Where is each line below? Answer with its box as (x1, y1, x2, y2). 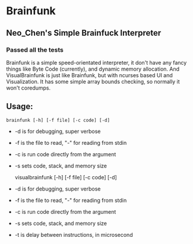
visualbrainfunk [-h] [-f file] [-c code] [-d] (14, 173, 117, 180)
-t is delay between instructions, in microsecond (14, 231, 133, 238)
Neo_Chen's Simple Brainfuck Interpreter (6, 28, 162, 38)
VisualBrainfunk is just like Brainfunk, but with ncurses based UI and (6, 71, 173, 78)
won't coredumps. (6, 84, 51, 91)
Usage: (6, 102, 34, 112)
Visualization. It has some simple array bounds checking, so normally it (6, 78, 180, 85)
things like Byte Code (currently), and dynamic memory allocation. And (6, 65, 180, 72)
